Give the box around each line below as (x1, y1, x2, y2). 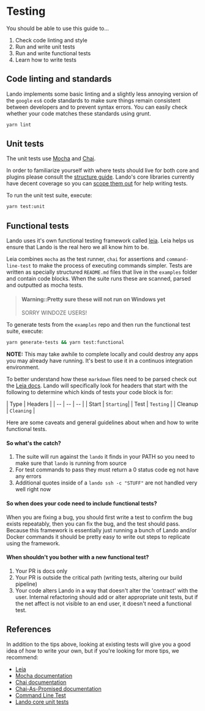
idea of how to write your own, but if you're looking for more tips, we (6, 647, 179, 655)
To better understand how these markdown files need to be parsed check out (6, 376, 197, 383)
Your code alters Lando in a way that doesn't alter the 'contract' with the (15, 586, 198, 594)
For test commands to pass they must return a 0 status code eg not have (15, 466, 199, 473)
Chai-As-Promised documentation (15, 685, 102, 692)
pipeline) (15, 580, 38, 588)
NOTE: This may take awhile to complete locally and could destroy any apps (6, 351, 199, 358)
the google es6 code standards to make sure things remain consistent (6, 96, 181, 104)
